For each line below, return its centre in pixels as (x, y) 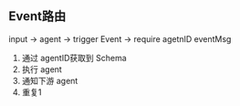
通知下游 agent (50, 80)
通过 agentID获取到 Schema (74, 58)
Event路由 (37, 16)
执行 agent (42, 69)
